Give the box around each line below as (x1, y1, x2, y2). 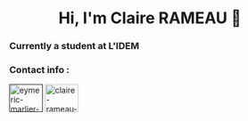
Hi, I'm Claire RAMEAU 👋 (58, 8, 242, 28)
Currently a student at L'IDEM (9, 40, 140, 52)
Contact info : (9, 64, 70, 77)
